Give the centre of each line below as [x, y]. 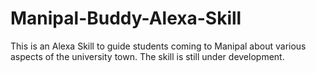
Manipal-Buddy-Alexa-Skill [126, 18]
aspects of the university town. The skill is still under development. [147, 56]
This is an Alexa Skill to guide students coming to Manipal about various [158, 46]
